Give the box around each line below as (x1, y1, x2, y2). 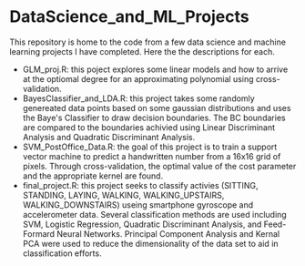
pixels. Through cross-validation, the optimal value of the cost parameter (22, 160, 297, 171)
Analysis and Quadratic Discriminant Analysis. (22, 131, 196, 142)
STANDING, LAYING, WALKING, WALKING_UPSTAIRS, (22, 189, 225, 200)
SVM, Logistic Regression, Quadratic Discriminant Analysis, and (22, 219, 262, 230)
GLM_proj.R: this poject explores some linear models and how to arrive (22, 64, 289, 75)
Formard (22, 228, 56, 239)
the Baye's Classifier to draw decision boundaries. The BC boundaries (22, 112, 286, 123)
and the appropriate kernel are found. (22, 170, 164, 181)
